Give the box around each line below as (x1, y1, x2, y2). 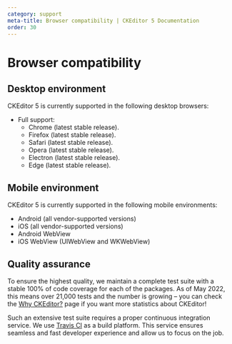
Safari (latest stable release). (28, 138, 114, 147)
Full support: (17, 116, 55, 124)
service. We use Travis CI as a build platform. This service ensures (7, 321, 203, 329)
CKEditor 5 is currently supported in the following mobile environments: (7, 201, 218, 209)
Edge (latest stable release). (28, 161, 111, 170)
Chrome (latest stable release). (28, 123, 120, 132)
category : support (7, 10, 62, 18)
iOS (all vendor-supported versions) (17, 222, 123, 231)
